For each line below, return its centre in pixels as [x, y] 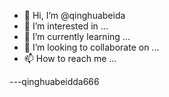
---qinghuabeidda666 [54, 81]
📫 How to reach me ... [70, 58]
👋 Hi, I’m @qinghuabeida [74, 15]
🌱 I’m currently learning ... [77, 36]
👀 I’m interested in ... [66, 26]
